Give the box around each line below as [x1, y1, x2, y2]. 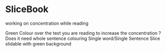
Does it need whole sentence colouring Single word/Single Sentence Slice [5, 35, 160, 41]
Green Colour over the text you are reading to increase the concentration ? [5, 30, 161, 36]
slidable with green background [5, 40, 72, 46]
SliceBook [5, 4, 49, 15]
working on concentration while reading [5, 20, 89, 26]
